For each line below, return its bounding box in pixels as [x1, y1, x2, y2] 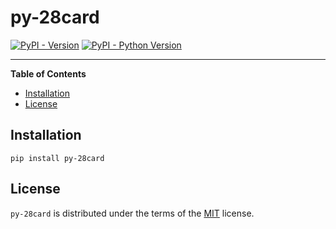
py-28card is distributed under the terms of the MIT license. [10, 207, 255, 219]
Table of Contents [10, 67, 87, 80]
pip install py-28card [10, 153, 105, 163]
